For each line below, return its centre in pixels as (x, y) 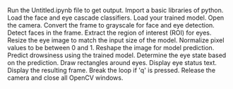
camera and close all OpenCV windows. (65, 78)
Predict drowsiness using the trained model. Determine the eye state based (117, 55)
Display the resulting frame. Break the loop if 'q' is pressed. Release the (112, 70)
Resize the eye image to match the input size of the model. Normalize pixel (116, 40)
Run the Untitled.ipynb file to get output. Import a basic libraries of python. (115, 10)
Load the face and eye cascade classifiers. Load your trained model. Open (116, 18)
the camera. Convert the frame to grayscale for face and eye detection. (111, 25)
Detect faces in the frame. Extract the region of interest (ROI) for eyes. (109, 32)
